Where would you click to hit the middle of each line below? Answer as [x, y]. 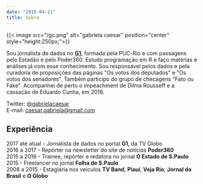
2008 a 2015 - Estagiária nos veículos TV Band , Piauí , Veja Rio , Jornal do [99, 169]
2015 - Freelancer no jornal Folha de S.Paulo [62, 163]
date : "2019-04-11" [31, 12]
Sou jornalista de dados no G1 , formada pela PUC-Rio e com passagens [97, 53]
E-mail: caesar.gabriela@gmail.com [51, 110]
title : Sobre [23, 18]
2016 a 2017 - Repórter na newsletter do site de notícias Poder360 [90, 150]
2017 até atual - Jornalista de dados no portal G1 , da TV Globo [84, 144]
